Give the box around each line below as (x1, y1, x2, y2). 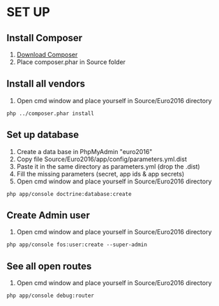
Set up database (6, 129, 80, 141)
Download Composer (16, 50, 78, 59)
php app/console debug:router (6, 292, 95, 300)
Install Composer (6, 32, 83, 44)
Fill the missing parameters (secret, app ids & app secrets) (16, 169, 185, 178)
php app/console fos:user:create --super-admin (6, 241, 148, 248)
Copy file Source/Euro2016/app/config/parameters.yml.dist (16, 155, 188, 163)
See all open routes (6, 260, 92, 272)
